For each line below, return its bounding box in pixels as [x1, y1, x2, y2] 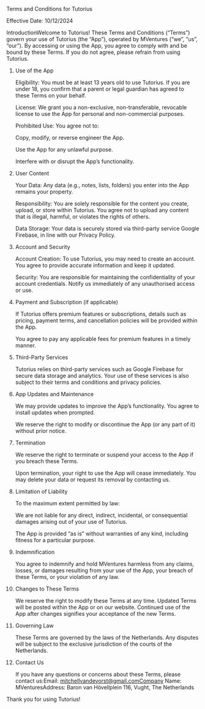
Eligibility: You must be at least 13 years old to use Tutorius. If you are [15, 79, 190, 86]
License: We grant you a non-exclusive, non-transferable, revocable [15, 104, 187, 111]
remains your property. [15, 188, 73, 195]
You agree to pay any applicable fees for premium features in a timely [15, 335, 191, 342]
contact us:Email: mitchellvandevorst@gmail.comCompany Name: [15, 677, 182, 684]
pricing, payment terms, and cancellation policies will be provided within [15, 317, 198, 324]
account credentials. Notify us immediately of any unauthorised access [15, 280, 195, 287]
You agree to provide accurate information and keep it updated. [15, 262, 176, 269]
